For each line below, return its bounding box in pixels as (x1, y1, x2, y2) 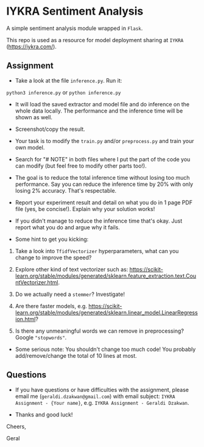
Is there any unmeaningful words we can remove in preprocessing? (15, 327, 185, 334)
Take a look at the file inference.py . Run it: (15, 76, 122, 84)
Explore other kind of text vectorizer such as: (15, 265, 128, 273)
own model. (15, 144, 45, 151)
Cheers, (6, 423, 26, 430)
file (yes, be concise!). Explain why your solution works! (15, 205, 155, 212)
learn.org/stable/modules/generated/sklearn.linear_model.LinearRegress (15, 309, 198, 316)
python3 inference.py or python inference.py (6, 89, 121, 96)
